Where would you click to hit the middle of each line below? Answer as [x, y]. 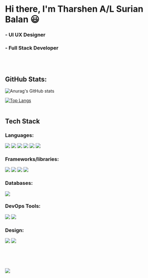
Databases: [19, 183]
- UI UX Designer [25, 35]
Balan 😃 [22, 19]
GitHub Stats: [26, 79]
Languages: [20, 135]
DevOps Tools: [23, 206]
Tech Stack [22, 121]
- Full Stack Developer [32, 48]
